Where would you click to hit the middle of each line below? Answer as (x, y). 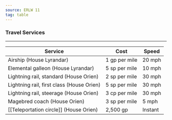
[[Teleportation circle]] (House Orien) (53, 109)
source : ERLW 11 (23, 10)
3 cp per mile (121, 93)
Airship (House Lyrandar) (38, 60)
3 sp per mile (121, 101)
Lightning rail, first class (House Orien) (54, 85)
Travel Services (25, 33)
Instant (151, 109)
